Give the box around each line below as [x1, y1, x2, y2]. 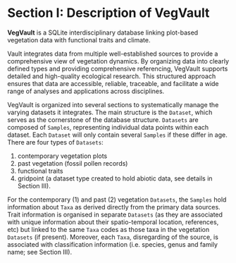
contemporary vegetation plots [17, 152, 108, 160]
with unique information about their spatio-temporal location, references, [7, 217, 219, 226]
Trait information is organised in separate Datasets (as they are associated [7, 210, 223, 219]
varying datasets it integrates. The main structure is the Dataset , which [7, 108, 213, 116]
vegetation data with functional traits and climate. [7, 35, 151, 44]
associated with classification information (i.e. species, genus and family [7, 240, 218, 248]
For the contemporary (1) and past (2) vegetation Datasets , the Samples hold [7, 195, 227, 204]
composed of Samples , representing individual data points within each [7, 123, 209, 131]
